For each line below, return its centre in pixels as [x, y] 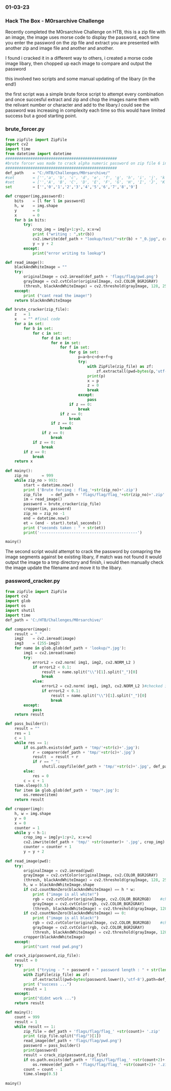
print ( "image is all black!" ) [66, 918]
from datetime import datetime [38, 154]
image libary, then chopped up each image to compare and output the [79, 64]
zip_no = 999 [34, 476]
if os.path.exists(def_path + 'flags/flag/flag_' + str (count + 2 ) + [94, 1060]
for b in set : [38, 328]
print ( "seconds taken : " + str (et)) [65, 528]
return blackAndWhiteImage [43, 300]
